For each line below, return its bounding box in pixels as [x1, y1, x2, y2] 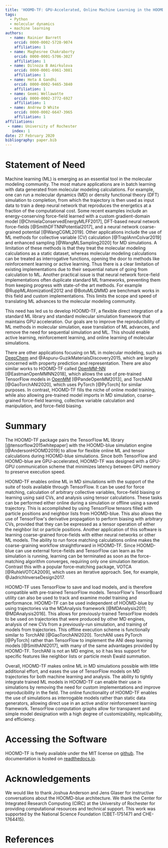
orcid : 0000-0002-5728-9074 [14, 40, 72, 45]
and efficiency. [5, 716, 36, 722]
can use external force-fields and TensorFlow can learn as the [15, 548, 143, 553]
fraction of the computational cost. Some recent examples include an [5, 208, 147, 214]
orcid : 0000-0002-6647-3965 [14, 110, 72, 115]
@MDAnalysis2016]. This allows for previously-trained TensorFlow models [5, 611, 158, 617]
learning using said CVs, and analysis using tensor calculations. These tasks [5, 494, 162, 500]
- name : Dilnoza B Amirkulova [9, 63, 72, 68]
